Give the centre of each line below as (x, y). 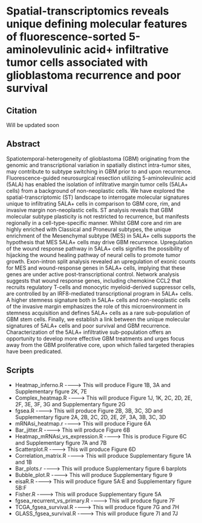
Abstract (23, 144)
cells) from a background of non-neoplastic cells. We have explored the (96, 190)
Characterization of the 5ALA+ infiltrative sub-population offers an (89, 332)
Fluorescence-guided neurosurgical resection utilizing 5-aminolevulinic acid (101, 178)
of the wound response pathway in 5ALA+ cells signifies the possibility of (98, 249)
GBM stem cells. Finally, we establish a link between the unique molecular (98, 319)
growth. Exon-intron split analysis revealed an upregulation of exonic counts (101, 261)
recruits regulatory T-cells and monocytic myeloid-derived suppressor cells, (101, 287)
